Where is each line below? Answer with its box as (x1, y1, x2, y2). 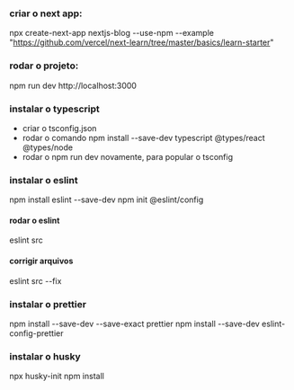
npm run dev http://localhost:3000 (9, 80, 138, 91)
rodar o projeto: (9, 59, 79, 72)
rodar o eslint (9, 215, 60, 226)
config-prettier (9, 327, 65, 339)
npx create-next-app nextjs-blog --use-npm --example (9, 28, 214, 39)
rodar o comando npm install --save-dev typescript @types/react (22, 132, 265, 143)
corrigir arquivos (9, 255, 74, 266)
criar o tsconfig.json (22, 122, 97, 133)
